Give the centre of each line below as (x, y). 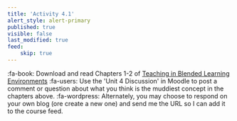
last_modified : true (38, 40)
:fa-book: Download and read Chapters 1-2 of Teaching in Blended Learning (118, 73)
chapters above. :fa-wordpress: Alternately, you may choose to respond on (117, 96)
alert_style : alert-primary (49, 21)
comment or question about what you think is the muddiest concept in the (116, 88)
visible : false (30, 34)
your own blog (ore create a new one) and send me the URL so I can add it (116, 103)
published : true (31, 27)
